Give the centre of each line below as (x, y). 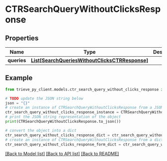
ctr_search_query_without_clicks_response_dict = (58, 135)
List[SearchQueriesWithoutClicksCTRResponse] (90, 60)
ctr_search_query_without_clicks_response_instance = (62, 112)
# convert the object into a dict (41, 130)
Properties (22, 38)
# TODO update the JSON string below (44, 98)
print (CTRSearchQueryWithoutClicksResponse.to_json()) (63, 122)
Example (19, 78)
